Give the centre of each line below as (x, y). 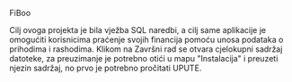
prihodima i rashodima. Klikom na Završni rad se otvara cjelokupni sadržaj (146, 49)
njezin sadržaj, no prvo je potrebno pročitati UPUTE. (106, 68)
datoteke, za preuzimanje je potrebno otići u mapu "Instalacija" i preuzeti (144, 58)
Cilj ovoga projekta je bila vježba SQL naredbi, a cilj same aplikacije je (138, 30)
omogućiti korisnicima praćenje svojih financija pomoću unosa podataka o (146, 40)
